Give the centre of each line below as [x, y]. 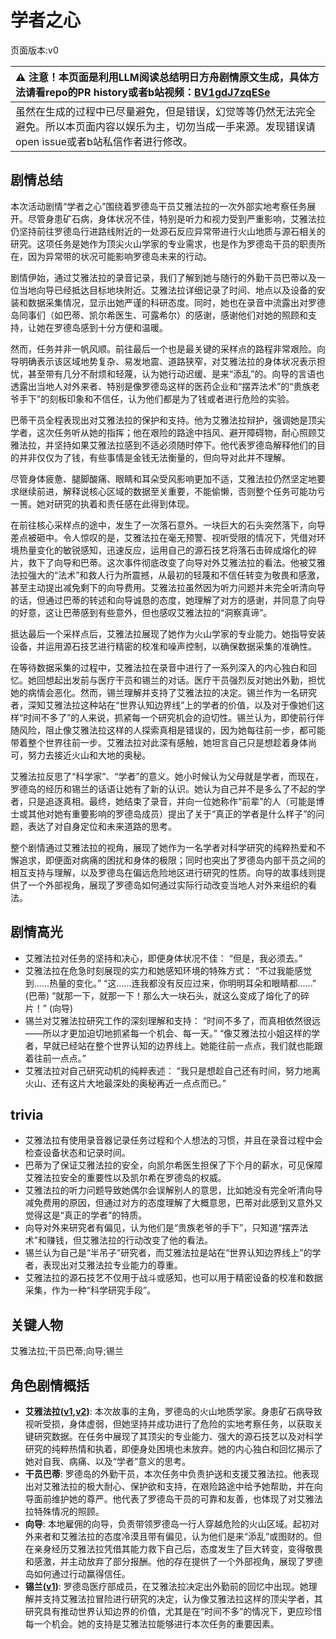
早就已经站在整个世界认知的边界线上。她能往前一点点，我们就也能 [178, 1045]
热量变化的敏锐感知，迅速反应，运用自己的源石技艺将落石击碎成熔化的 [163, 550]
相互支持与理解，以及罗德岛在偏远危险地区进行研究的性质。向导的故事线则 [163, 872]
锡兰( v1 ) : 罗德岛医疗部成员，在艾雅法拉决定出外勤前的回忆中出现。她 [166, 1586]
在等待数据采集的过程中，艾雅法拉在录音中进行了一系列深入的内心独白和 [159, 667]
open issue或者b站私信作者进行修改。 [104, 141]
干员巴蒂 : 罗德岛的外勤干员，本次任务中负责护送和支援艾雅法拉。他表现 [172, 1474]
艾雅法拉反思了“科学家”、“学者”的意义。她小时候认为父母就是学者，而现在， [167, 776]
